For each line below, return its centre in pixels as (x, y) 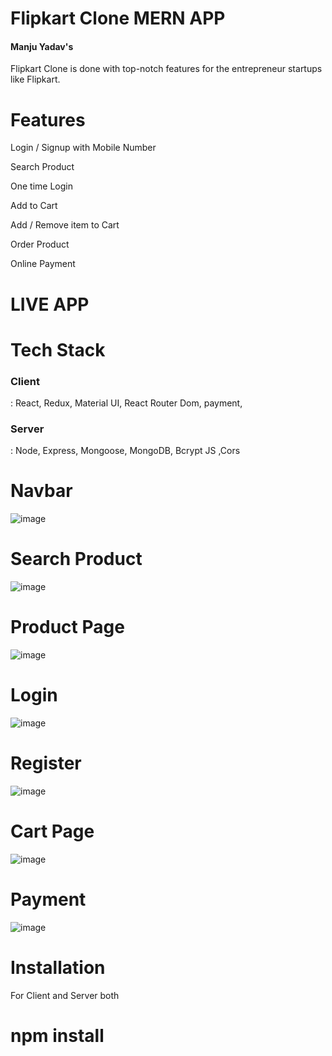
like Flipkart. (35, 79)
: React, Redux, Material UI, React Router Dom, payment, (126, 403)
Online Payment (43, 264)
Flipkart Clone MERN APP (118, 18)
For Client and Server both (65, 995)
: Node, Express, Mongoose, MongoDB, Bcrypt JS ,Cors (125, 451)
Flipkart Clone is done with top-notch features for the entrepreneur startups (166, 69)
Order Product (40, 244)
